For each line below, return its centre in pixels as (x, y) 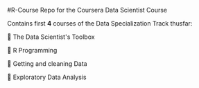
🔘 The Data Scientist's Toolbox (51, 37)
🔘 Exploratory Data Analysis (47, 77)
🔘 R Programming (32, 50)
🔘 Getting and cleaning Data (47, 64)
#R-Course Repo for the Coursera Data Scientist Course (87, 10)
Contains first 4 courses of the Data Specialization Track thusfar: (100, 23)
